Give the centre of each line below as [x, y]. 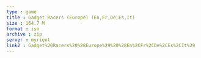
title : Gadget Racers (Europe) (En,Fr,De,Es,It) [71, 18]
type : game [21, 12]
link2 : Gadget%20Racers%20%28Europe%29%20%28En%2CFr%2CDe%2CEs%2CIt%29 [101, 46]
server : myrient [28, 40]
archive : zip [24, 34]
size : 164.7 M [26, 23]
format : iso [23, 29]
